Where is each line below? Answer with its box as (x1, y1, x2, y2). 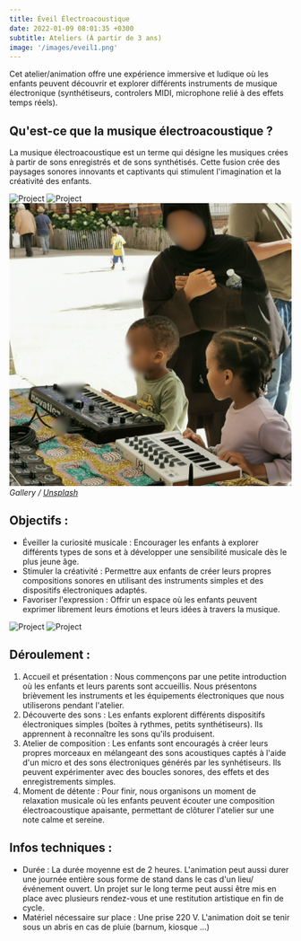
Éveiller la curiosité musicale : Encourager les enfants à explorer (21, 537, 260, 548)
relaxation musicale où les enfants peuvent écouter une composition (21, 795, 275, 805)
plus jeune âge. (21, 556, 80, 567)
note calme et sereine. (21, 813, 106, 825)
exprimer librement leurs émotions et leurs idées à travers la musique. (21, 603, 280, 614)
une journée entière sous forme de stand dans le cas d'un (21, 874, 236, 884)
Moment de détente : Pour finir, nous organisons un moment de (21, 786, 257, 796)
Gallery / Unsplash (9, 488, 79, 498)
